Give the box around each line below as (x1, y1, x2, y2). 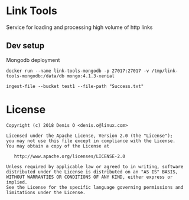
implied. (6, 179, 28, 185)
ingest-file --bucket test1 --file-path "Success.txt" (6, 83, 144, 89)
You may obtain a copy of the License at (6, 143, 110, 149)
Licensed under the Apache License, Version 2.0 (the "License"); (6, 133, 173, 139)
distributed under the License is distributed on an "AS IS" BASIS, (6, 169, 178, 175)
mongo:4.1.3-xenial (67, 73, 115, 79)
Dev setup (6, 41, 45, 51)
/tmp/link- (151, 68, 178, 74)
